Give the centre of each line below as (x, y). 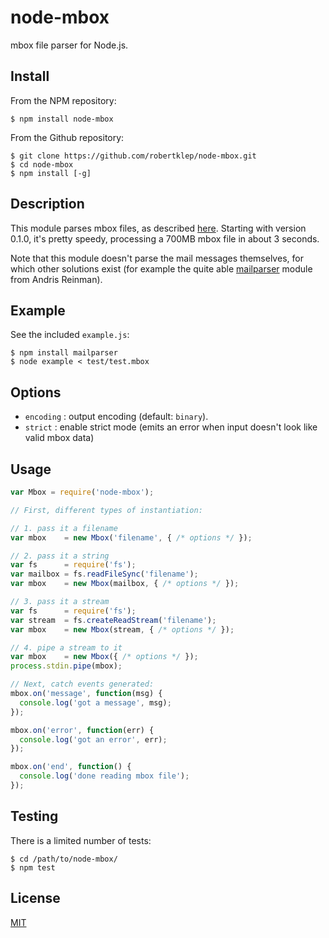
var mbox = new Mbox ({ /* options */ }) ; (104, 657)
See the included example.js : (70, 335)
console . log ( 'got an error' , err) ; (93, 739)
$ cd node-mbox (42, 164)
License (35, 898)
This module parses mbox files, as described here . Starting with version (158, 228)
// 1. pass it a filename (64, 528)
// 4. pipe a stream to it (66, 647)
